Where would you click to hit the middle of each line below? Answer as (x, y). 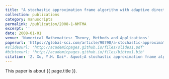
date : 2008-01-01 (23, 33)
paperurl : (16, 43)
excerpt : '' (18, 29)
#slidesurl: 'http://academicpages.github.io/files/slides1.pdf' (75, 47)
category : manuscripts (29, 19)
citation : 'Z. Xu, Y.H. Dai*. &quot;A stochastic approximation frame (81, 57)
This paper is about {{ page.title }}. (41, 71)
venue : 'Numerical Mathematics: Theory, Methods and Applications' (77, 38)
